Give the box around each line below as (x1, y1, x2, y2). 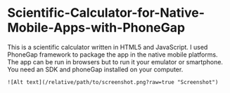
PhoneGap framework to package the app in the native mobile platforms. (7, 50, 218, 59)
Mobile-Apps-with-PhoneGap (7, 20, 185, 36)
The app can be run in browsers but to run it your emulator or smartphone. (7, 57, 224, 66)
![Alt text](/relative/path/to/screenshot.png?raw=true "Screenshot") (7, 78, 219, 85)
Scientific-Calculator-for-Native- (7, 5, 205, 21)
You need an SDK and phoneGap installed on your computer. (7, 65, 184, 73)
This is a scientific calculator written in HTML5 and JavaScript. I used (7, 43, 208, 51)
